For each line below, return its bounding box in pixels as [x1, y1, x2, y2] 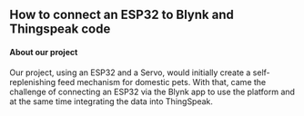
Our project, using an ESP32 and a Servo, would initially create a [9, 67, 251, 78]
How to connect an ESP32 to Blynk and [9, 7, 234, 23]
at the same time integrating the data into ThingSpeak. [9, 95, 214, 107]
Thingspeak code [9, 22, 111, 37]
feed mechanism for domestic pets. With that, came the [57, 76, 267, 87]
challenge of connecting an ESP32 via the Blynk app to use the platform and [9, 86, 296, 97]
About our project [9, 46, 78, 57]
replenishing [9, 76, 56, 87]
